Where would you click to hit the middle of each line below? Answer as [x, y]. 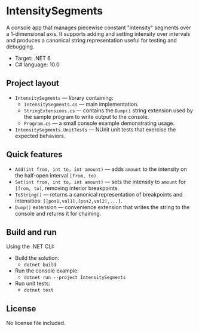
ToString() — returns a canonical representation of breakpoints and [99, 194]
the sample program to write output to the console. [86, 117]
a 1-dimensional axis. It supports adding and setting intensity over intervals [98, 33]
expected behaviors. [40, 136]
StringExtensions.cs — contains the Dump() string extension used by [108, 110]
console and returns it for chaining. [58, 213]
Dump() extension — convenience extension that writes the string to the [102, 207]
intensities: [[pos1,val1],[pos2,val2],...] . [68, 201]
